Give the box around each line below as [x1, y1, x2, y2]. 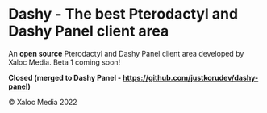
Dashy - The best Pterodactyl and [8, 5, 239, 23]
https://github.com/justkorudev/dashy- [122, 73, 259, 82]
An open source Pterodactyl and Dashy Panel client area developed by [8, 48, 244, 58]
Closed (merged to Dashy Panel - [8, 73, 122, 82]
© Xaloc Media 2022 [8, 97, 78, 107]
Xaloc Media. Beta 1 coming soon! [8, 57, 121, 67]
